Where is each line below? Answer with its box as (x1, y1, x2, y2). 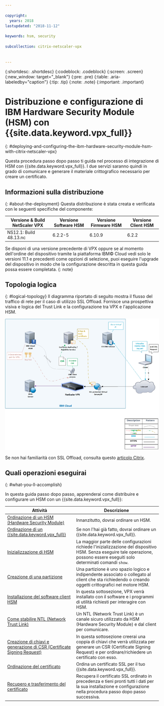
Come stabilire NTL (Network (7, 616, 66, 622)
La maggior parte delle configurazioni (76, 538, 151, 544)
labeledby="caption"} (5, 79, 48, 85)
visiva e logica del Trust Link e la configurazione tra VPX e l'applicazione (5, 304, 151, 310)
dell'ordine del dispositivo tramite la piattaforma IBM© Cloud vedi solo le (5, 250, 151, 257)
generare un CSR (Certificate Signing (76, 644, 151, 650)
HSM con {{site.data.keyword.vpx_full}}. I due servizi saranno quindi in (5, 163, 147, 169)
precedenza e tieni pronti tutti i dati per (76, 679, 154, 684)
